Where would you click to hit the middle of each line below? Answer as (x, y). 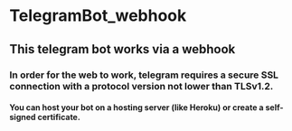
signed (23, 117)
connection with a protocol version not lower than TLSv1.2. (141, 86)
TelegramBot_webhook (98, 16)
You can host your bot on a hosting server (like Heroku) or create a (137, 108)
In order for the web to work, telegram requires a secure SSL (144, 75)
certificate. (59, 117)
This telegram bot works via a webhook (122, 49)
